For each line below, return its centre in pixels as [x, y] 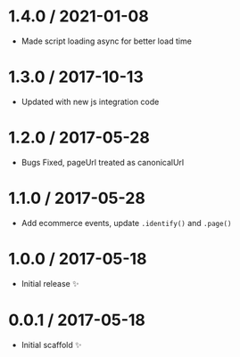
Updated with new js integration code [90, 101]
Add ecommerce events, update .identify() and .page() [126, 223]
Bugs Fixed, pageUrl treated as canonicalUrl [103, 162]
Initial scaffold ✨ [51, 345]
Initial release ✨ [50, 283]
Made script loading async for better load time [107, 41]
